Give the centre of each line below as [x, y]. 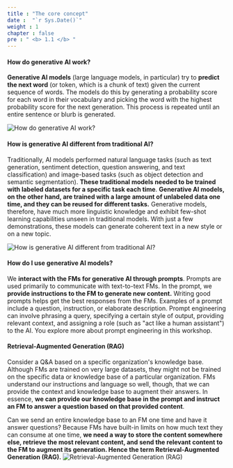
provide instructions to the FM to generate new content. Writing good [109, 293]
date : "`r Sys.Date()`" [45, 20]
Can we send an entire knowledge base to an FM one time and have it [107, 420]
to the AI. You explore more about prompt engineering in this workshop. [110, 330]
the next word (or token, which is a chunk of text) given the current [104, 85]
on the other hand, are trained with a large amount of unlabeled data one [114, 197]
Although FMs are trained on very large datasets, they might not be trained [114, 369]
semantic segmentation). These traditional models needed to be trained [112, 181]
